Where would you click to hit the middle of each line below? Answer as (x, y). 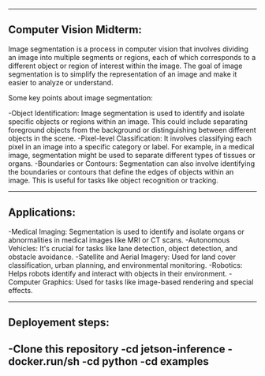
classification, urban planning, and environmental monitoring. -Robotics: (125, 265)
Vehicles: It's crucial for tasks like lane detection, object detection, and (123, 248)
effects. (21, 290)
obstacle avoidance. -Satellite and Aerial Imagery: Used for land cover (122, 257)
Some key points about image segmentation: (81, 98)
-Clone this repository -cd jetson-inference (117, 350)
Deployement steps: (59, 323)
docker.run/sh (44, 361)
